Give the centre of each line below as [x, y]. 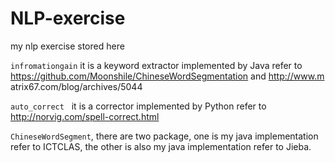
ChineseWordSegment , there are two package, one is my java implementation [164, 136]
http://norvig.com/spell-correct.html [85, 116]
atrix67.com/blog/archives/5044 [76, 86]
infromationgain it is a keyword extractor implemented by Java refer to [156, 65]
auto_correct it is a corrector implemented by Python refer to [138, 106]
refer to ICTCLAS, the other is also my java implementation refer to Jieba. [161, 146]
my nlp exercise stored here [67, 46]
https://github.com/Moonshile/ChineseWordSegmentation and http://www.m [167, 76]
